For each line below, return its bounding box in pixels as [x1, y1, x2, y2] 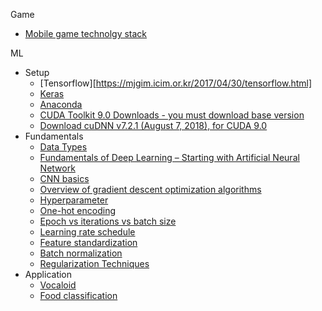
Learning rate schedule [39, 226, 136, 238]
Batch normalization [39, 247, 123, 259]
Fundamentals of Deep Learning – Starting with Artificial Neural [39, 152, 300, 163]
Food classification [39, 290, 118, 301]
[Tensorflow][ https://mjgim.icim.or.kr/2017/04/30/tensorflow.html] [39, 77, 313, 89]
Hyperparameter [39, 194, 109, 206]
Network [39, 162, 76, 174]
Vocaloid [39, 279, 77, 291]
